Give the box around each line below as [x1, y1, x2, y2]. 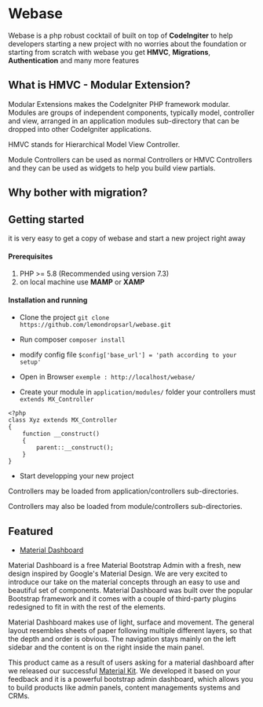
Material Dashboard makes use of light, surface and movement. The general [8, 617, 254, 627]
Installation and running [8, 295, 88, 305]
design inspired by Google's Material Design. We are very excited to [8, 569, 228, 578]
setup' [19, 358, 42, 366]
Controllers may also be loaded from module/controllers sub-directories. [8, 502, 243, 511]
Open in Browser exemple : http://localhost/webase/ [19, 372, 196, 382]
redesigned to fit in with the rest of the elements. [8, 603, 166, 612]
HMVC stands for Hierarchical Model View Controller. [8, 139, 181, 149]
